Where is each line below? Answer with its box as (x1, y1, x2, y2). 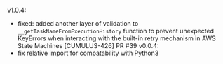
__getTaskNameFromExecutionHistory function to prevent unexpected (17, 27, 215, 35)
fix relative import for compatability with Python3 (17, 49, 159, 57)
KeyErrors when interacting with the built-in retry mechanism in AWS (17, 34, 216, 42)
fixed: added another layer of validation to (17, 19, 139, 27)
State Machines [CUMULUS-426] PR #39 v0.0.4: (17, 42, 159, 49)
